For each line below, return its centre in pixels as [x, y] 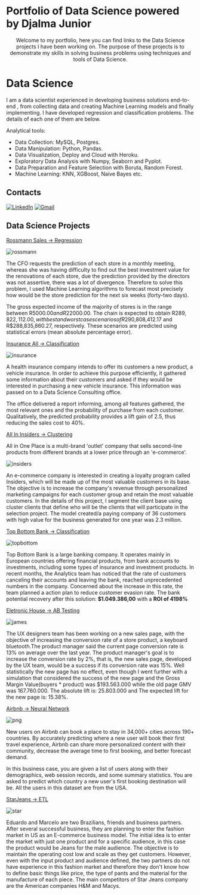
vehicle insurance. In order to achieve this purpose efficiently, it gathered [96, 373]
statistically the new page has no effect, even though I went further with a [97, 671]
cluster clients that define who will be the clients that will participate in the [97, 507]
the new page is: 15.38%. [37, 697]
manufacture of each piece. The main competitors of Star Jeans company [97, 879]
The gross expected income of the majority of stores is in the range [89, 306]
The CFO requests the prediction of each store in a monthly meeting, [91, 263]
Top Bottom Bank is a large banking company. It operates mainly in [88, 554]
